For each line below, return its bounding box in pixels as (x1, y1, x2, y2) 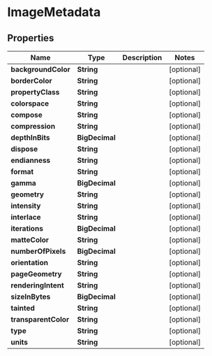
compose (10, 110, 43, 120)
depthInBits (10, 133, 50, 142)
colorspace (10, 99, 50, 108)
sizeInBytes (10, 292, 51, 301)
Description (122, 53, 162, 62)
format (10, 167, 34, 176)
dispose (10, 144, 38, 154)
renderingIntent (10, 280, 64, 290)
